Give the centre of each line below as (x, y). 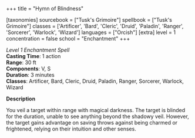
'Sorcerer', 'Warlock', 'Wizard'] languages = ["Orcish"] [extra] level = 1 (91, 32)
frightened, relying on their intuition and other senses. (71, 129)
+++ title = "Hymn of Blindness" (45, 9)
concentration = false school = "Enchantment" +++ (68, 38)
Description (21, 99)
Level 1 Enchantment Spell (38, 50)
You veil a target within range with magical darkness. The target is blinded (96, 110)
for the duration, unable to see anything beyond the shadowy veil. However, (97, 116)
